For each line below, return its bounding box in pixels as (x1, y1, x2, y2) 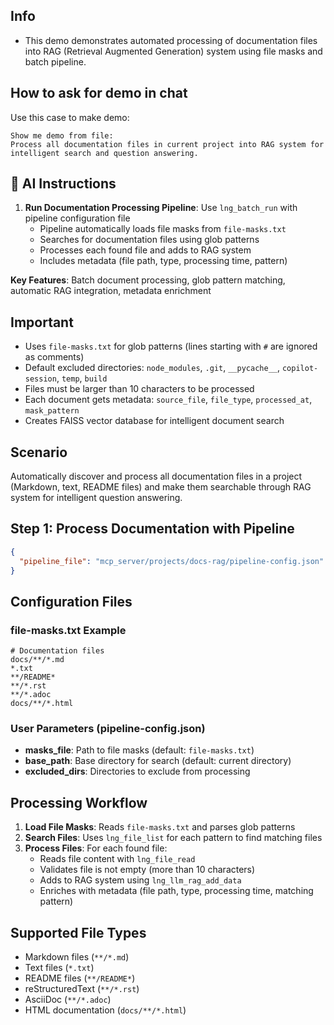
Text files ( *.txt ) (24, 962, 95, 974)
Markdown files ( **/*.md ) (24, 951, 130, 963)
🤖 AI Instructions (10, 175, 117, 193)
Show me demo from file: (10, 130, 114, 141)
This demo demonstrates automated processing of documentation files (24, 34, 318, 46)
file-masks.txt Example (10, 623, 127, 637)
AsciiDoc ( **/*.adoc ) (24, 994, 112, 1006)
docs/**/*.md (10, 655, 65, 665)
